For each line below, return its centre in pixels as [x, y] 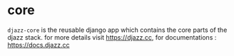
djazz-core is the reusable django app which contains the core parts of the [117, 30]
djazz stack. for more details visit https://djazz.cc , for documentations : [112, 37]
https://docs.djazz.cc [39, 45]
